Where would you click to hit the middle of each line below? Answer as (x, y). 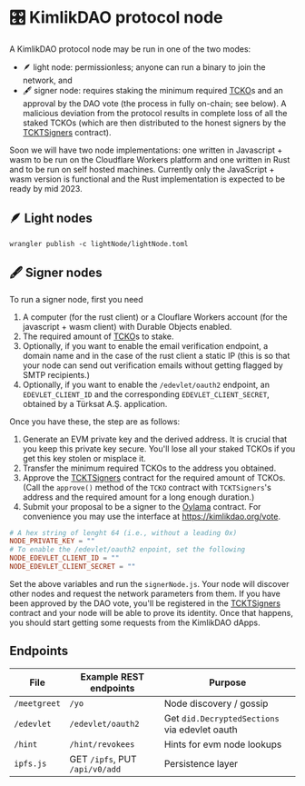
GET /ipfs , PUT (103, 759)
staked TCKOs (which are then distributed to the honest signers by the (154, 123)
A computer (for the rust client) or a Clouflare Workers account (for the (155, 317)
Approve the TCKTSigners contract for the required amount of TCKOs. (154, 477)
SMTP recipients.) (56, 374)
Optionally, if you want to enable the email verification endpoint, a (145, 345)
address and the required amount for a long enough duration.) (138, 497)
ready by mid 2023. (46, 188)
